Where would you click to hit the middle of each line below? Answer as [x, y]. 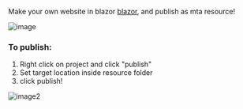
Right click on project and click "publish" [86, 64]
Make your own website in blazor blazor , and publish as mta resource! [122, 11]
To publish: [30, 47]
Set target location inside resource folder [86, 73]
